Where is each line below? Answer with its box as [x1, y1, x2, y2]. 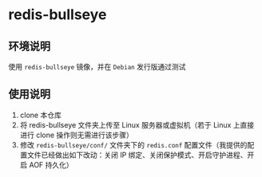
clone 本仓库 [19, 110, 62, 120]
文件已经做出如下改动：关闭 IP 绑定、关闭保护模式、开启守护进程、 [26, 150, 248, 159]
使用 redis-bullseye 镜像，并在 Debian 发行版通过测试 [8, 62, 186, 71]
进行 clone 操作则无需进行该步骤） [19, 130, 133, 140]
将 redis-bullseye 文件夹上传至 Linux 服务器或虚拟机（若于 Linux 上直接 [19, 120, 255, 129]
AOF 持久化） [29, 159, 73, 169]
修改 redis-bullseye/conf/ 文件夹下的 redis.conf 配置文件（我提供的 [19, 140, 248, 149]
